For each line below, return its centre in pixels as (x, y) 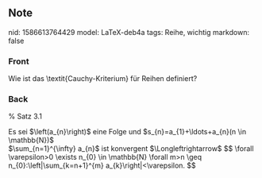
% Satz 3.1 (25, 116)
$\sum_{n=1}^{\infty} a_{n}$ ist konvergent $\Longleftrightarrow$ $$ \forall (131, 149)
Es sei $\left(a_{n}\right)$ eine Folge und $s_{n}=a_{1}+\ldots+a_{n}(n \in (127, 132)
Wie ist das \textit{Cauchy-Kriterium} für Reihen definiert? (103, 79)
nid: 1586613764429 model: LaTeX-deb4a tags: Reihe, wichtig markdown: (129, 32)
